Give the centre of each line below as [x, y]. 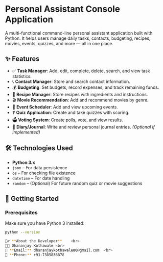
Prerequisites [21, 212]
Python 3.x [23, 162]
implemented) [26, 132]
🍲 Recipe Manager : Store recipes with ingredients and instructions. [80, 94]
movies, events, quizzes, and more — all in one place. [59, 43]
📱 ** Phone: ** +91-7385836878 [35, 255]
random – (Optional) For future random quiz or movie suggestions [77, 183]
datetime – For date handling [41, 178]
